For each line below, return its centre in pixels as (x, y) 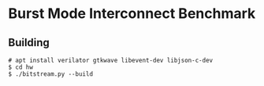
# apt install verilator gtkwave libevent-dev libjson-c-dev (111, 60)
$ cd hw (21, 67)
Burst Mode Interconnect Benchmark (132, 14)
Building (29, 43)
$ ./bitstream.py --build (50, 74)
